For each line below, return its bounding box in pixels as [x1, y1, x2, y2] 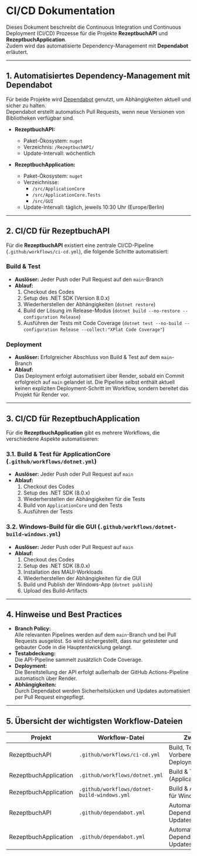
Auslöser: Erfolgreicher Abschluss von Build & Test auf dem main [14, 354, 172, 361]
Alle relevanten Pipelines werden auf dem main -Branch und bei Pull [14, 631, 176, 638]
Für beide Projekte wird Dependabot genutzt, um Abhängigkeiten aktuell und [6, 96, 191, 103]
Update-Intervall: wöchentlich [23, 150, 96, 157]
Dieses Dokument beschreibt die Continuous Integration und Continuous [6, 23, 182, 31]
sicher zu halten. [6, 101, 47, 109]
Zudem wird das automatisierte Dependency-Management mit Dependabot [6, 42, 189, 49]
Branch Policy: [14, 625, 51, 632]
